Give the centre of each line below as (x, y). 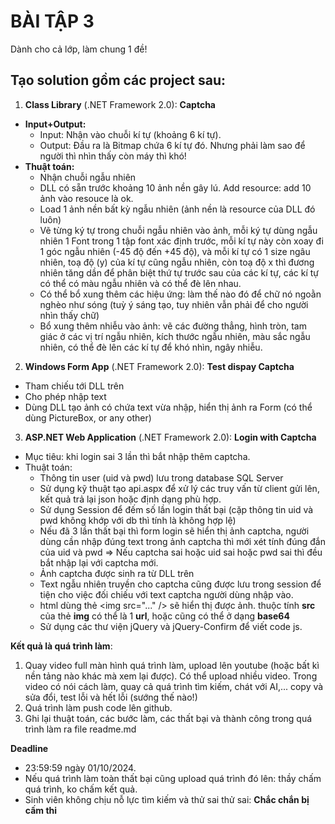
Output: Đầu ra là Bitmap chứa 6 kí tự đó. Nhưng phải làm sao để (172, 145)
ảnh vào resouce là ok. (86, 198)
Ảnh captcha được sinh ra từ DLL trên (117, 573)
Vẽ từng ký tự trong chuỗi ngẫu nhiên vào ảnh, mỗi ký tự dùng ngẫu (178, 230)
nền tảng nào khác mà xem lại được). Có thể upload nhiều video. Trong (171, 676)
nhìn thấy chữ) (69, 315)
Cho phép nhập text (65, 396)
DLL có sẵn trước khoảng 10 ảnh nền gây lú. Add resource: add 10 (175, 187)
